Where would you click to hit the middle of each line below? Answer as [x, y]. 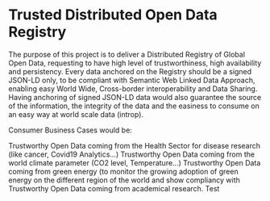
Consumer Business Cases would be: [71, 130]
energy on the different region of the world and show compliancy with [124, 180]
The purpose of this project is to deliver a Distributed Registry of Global [127, 54]
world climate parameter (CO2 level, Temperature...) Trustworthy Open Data [135, 162]
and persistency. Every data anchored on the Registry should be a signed [130, 71]
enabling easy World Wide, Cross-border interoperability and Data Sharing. [133, 88]
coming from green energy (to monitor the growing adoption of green [124, 171]
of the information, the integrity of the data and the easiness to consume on [134, 106]
